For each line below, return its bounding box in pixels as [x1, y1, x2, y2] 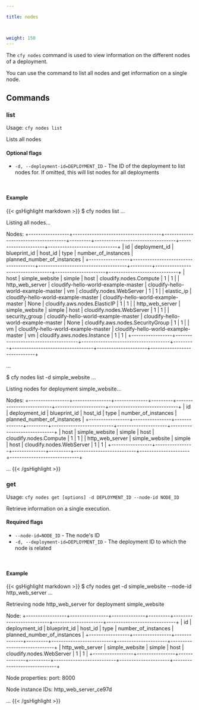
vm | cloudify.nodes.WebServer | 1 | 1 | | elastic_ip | [67, 287, 192, 295]
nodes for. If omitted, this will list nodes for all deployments [14, 169, 159, 176]
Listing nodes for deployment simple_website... [6, 385, 122, 392]
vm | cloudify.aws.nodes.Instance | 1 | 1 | [27, 331, 127, 339]
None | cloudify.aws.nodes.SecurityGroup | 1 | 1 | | [67, 319, 189, 326]
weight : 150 [6, 35, 36, 41]
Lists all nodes [6, 136, 42, 143]
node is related [14, 545, 52, 552]
